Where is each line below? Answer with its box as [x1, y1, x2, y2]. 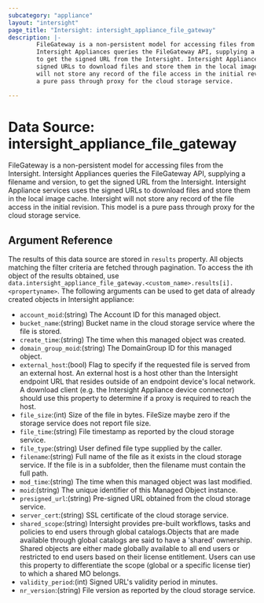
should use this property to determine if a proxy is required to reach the [19, 394, 251, 403]
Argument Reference [8, 233, 113, 247]
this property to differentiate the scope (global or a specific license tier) [19, 561, 251, 570]
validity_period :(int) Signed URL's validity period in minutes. [19, 577, 218, 586]
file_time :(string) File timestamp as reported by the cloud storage [19, 427, 234, 436]
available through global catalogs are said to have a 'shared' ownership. [19, 535, 253, 545]
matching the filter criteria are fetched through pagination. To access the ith [8, 263, 254, 272]
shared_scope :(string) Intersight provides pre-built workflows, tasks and [19, 519, 251, 528]
